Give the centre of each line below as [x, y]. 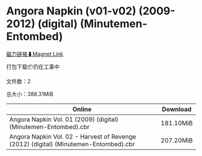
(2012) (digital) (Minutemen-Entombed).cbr [72, 144]
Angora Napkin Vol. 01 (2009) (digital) [64, 119]
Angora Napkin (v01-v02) [71, 11]
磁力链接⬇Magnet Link [35, 54]
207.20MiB [177, 140]
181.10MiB [177, 123]
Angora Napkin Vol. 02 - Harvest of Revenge [73, 136]
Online [82, 109]
